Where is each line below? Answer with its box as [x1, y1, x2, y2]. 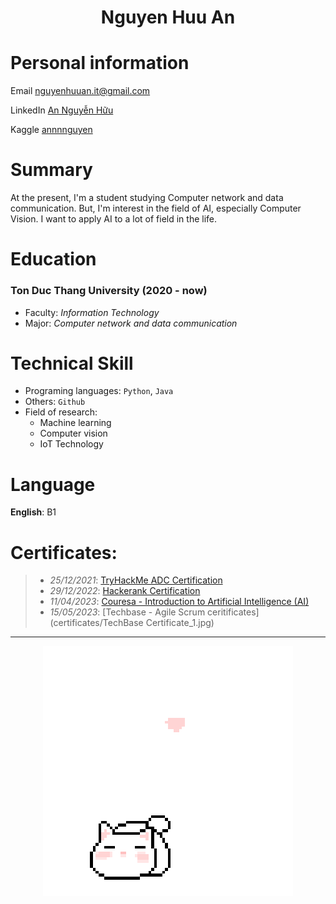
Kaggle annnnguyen [10, 124, 93, 136]
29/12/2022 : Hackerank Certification [49, 585, 201, 597]
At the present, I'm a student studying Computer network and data [10, 192, 284, 204]
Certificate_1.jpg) [145, 617, 215, 629]
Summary [10, 159, 93, 181]
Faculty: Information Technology [24, 306, 160, 318]
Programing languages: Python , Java [24, 385, 174, 397]
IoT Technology [39, 438, 104, 450]
